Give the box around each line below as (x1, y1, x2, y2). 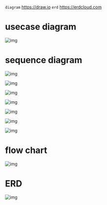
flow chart (5, 145, 48, 156)
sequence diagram (5, 55, 83, 66)
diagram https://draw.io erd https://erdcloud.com (5, 4, 102, 10)
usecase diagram (5, 22, 76, 32)
